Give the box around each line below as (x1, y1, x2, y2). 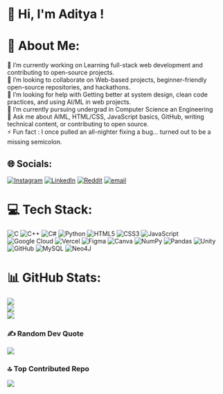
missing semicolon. (7, 138, 62, 146)
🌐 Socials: (7, 157, 53, 169)
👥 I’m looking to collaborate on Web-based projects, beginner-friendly (7, 76, 207, 84)
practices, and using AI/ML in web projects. (7, 98, 132, 106)
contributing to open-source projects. (7, 69, 114, 77)
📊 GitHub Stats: (7, 270, 102, 286)
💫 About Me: (7, 38, 80, 54)
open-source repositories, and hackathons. (7, 83, 131, 92)
